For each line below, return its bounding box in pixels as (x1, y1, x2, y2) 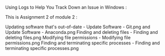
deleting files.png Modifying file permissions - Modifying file (5, 35, 131, 40)
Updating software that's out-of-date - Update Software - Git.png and (5, 24, 150, 30)
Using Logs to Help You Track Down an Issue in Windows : (5, 5, 127, 10)
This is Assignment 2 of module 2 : (5, 14, 78, 20)
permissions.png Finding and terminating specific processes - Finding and (5, 40, 160, 46)
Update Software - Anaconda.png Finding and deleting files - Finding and (5, 29, 158, 35)
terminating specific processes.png (5, 45, 79, 51)
